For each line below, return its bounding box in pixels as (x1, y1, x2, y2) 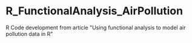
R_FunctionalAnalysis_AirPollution (5, 4, 183, 18)
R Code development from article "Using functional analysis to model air (5, 24, 186, 31)
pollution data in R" (5, 30, 53, 37)
